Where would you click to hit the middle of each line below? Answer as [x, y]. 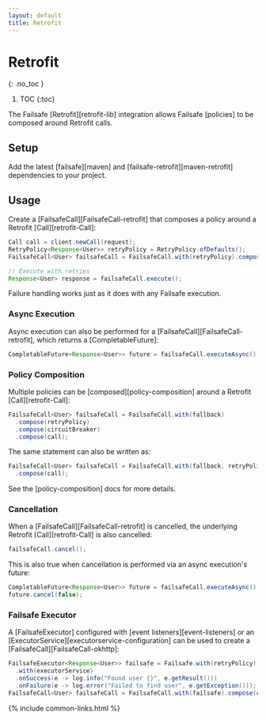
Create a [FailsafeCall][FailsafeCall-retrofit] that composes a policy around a [133, 219]
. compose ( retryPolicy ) [53, 422]
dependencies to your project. [57, 176]
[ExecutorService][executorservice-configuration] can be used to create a [129, 641]
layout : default [35, 15]
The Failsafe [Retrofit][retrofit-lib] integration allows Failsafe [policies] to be [131, 115]
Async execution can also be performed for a [82, 331]
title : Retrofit [35, 23]
